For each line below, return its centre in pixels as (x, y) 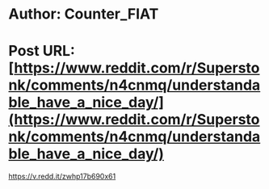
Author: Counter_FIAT (84, 14)
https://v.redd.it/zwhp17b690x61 (62, 176)
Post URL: (42, 51)
